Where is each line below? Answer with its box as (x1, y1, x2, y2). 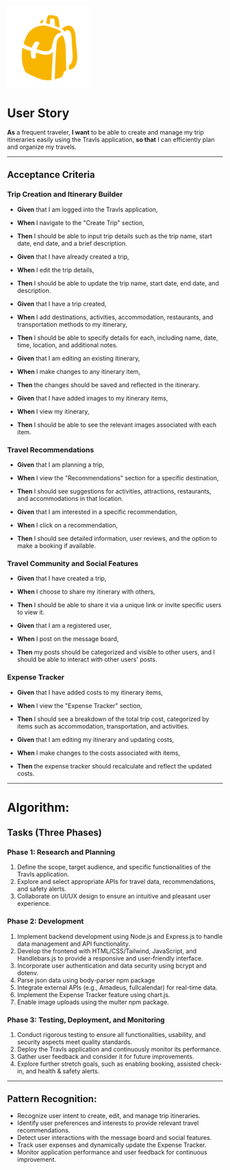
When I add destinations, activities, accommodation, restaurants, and (16, 313, 214, 321)
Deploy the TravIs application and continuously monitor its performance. (16, 1045, 221, 1053)
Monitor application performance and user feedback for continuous (16, 1148, 207, 1156)
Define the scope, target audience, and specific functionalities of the (16, 863, 211, 871)
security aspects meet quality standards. (16, 1038, 132, 1046)
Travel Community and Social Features (7, 559, 139, 568)
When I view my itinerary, (16, 407, 90, 415)
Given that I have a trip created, (16, 299, 107, 307)
